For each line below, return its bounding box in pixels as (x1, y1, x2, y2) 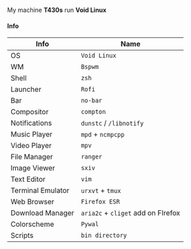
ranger (81, 153, 103, 161)
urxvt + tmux (81, 186, 121, 196)
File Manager (10, 152, 53, 162)
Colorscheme (10, 219, 54, 229)
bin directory (81, 232, 128, 239)
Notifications (10, 118, 52, 128)
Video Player (10, 141, 52, 151)
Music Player (10, 129, 53, 139)
